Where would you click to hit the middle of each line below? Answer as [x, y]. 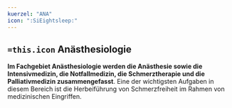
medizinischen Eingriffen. [44, 97]
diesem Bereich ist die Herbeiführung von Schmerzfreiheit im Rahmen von [116, 89]
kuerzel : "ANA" [30, 14]
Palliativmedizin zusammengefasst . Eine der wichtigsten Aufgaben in [111, 82]
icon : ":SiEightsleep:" [43, 21]
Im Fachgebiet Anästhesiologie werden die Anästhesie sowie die [105, 66]
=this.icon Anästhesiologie [69, 49]
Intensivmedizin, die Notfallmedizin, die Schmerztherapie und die [106, 74]
